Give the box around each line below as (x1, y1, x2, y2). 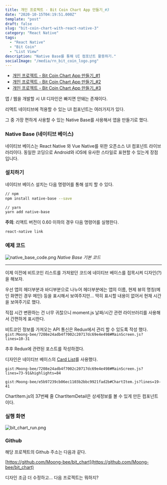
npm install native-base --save (5, 196, 72, 201)
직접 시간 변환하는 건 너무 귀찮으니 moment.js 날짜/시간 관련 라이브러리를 (5, 309, 148, 315)
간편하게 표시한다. (10, 315, 45, 322)
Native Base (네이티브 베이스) (5, 131, 74, 138)
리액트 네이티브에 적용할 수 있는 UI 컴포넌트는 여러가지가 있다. (5, 106, 125, 112)
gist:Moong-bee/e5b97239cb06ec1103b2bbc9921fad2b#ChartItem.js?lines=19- (5, 379, 162, 384)
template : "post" (5, 16, 41, 21)
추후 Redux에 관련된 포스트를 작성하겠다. (5, 345, 84, 352)
